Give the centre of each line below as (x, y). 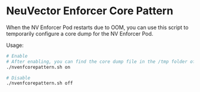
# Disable (18, 78)
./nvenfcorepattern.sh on (38, 67)
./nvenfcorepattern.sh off (40, 83)
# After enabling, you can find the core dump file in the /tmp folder (97, 61)
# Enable (17, 56)
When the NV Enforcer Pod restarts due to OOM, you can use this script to (97, 27)
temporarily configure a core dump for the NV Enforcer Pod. (80, 33)
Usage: (15, 45)
